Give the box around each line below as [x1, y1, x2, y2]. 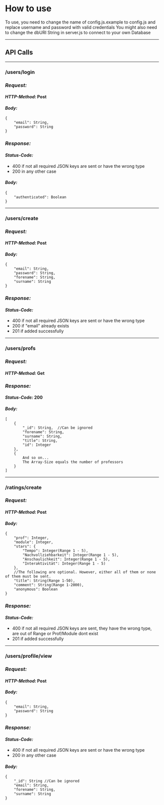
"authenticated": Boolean [14, 194, 67, 200]
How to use [5, 3, 52, 14]
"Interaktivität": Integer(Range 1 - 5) [22, 561, 106, 566]
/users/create [5, 215, 39, 222]
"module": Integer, [14, 540, 54, 545]
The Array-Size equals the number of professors [22, 460, 123, 464]
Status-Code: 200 [5, 394, 43, 400]
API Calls [5, 48, 33, 57]
